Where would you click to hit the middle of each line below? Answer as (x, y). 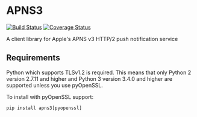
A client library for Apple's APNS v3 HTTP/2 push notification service (92, 39)
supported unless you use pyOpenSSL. (55, 85)
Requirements (33, 58)
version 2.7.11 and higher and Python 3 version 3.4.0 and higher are (89, 78)
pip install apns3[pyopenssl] (44, 108)
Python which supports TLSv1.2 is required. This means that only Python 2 (99, 72)
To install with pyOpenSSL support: (50, 96)
